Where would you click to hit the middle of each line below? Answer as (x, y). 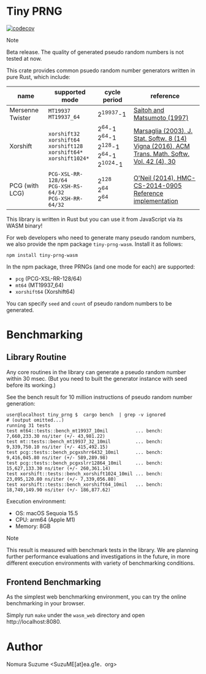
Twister (20, 118)
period (113, 99)
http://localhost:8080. (34, 622)
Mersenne (24, 110)
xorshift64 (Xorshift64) (45, 291)
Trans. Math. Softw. (162, 154)
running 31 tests (29, 425)
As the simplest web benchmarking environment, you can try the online (97, 597)
